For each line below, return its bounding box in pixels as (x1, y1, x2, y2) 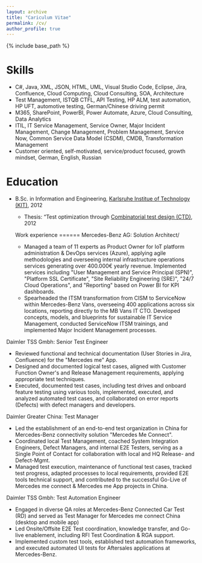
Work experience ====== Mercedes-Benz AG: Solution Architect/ (14, 231, 180, 239)
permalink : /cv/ (6, 20, 47, 26)
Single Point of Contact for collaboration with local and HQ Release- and (14, 451, 195, 458)
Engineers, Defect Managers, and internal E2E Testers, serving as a (14, 444, 183, 451)
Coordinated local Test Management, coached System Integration (14, 437, 179, 445)
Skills (6, 63, 34, 77)
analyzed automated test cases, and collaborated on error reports (14, 395, 179, 402)
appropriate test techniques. (14, 376, 86, 383)
